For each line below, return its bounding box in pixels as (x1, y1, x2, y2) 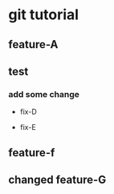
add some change (8, 88, 80, 99)
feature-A (8, 38, 59, 51)
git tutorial (8, 6, 79, 24)
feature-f (8, 146, 55, 160)
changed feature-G (8, 173, 107, 187)
